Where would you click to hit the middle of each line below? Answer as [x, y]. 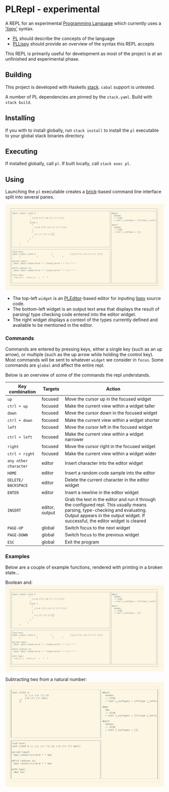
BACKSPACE [18, 486]
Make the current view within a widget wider [111, 454]
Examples [18, 557]
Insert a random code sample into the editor [110, 473]
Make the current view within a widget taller [110, 406]
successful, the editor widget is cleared [105, 521]
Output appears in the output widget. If [105, 515]
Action [113, 389]
